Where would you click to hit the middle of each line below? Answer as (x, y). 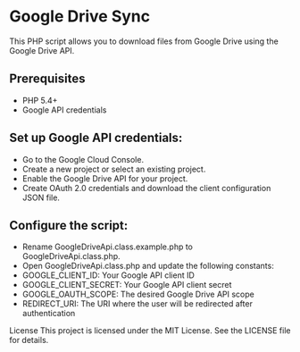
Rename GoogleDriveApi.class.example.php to (108, 247)
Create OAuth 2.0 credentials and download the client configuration (146, 188)
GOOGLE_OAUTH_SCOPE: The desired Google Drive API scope (138, 294)
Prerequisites (47, 79)
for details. (29, 340)
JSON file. (41, 197)
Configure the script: (69, 225)
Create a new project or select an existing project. (114, 169)
